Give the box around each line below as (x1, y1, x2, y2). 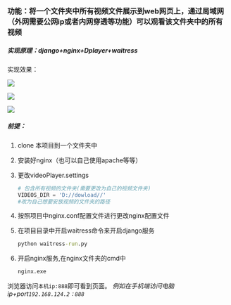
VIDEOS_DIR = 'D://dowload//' (17, 191, 107, 198)
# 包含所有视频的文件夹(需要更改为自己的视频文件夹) (17, 185, 151, 192)
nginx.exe (17, 268, 47, 275)
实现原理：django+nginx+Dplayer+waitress (7, 46, 138, 54)
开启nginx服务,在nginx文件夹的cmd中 (17, 254, 126, 263)
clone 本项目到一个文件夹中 (17, 141, 97, 149)
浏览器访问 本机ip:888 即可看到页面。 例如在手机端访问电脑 (7, 282, 175, 290)
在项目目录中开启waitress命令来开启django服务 (17, 226, 155, 235)
